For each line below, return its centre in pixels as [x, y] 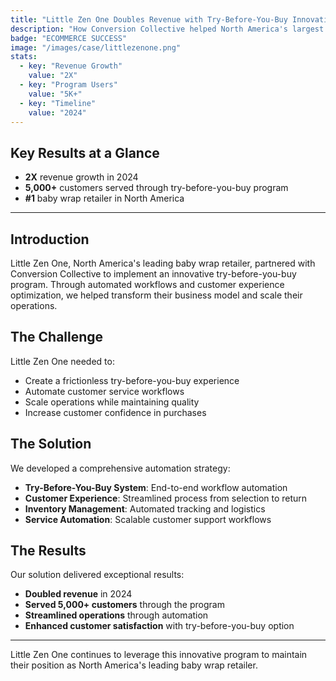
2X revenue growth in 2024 [81, 177]
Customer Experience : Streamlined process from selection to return [166, 498]
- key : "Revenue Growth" [71, 66]
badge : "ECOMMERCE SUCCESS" [69, 38]
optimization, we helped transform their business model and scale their [156, 295]
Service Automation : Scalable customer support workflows [148, 519]
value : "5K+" [55, 94]
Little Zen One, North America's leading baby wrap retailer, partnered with [163, 263]
